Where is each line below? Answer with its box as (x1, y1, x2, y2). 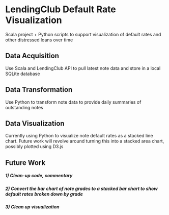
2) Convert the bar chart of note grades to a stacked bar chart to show (5, 185, 158, 192)
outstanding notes (5, 104, 43, 110)
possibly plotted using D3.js (5, 144, 64, 150)
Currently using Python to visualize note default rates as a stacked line (5, 133, 153, 139)
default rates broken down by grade (5, 190, 83, 197)
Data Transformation (5, 85, 73, 94)
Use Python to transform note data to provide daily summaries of (5, 99, 142, 105)
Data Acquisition (5, 52, 60, 60)
